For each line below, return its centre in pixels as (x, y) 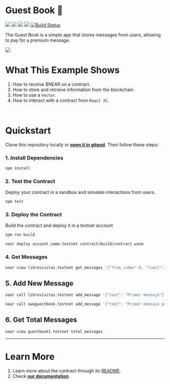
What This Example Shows (62, 70)
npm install (18, 168)
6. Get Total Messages (41, 320)
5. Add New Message (39, 283)
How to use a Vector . (34, 95)
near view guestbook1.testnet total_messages (54, 331)
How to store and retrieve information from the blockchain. (74, 89)
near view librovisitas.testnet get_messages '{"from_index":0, (74, 267)
